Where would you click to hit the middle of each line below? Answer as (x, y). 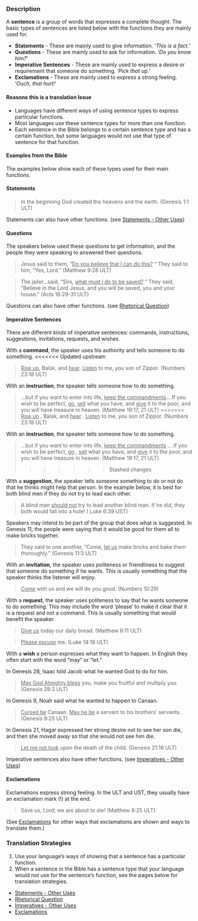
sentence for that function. (47, 142)
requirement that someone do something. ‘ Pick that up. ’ (82, 71)
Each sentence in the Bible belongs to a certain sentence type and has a (103, 129)
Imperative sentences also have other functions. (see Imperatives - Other (95, 759)
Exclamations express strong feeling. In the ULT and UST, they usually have (98, 792)
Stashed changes (130, 469)
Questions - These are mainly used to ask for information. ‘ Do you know (103, 52)
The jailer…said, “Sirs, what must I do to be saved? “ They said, (97, 282)
